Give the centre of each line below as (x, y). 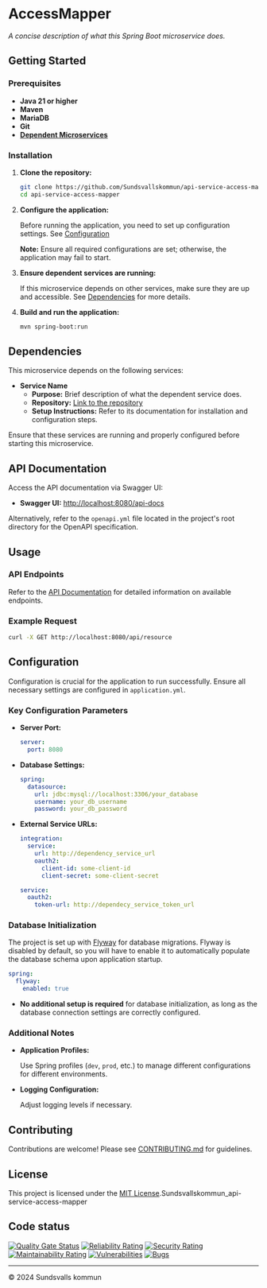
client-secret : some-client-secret (100, 875)
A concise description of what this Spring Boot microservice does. (117, 36)
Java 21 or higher (48, 101)
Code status (39, 1226)
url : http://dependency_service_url (95, 854)
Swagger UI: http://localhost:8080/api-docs (92, 503)
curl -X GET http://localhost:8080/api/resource (90, 638)
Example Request (43, 621)
